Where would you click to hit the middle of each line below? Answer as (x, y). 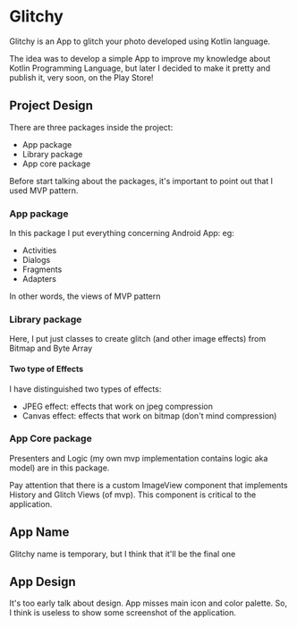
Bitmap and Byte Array (51, 348)
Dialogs (36, 260)
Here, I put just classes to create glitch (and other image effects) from (138, 339)
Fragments (42, 269)
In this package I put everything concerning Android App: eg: (122, 233)
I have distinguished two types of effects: (85, 389)
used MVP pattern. (44, 191)
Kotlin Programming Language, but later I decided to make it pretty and (140, 68)
